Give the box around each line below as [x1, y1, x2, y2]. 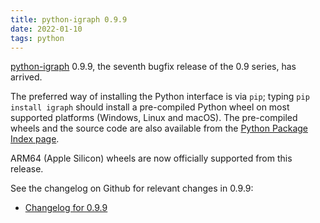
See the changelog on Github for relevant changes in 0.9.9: [10, 182, 254, 195]
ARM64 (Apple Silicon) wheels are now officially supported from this [10, 152, 293, 165]
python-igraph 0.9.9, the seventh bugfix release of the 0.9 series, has [10, 61, 297, 73]
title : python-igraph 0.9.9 [10, 14, 128, 25]
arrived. [10, 71, 43, 83]
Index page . [10, 133, 60, 145]
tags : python [10, 33, 65, 43]
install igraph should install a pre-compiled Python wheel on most [10, 101, 290, 113]
